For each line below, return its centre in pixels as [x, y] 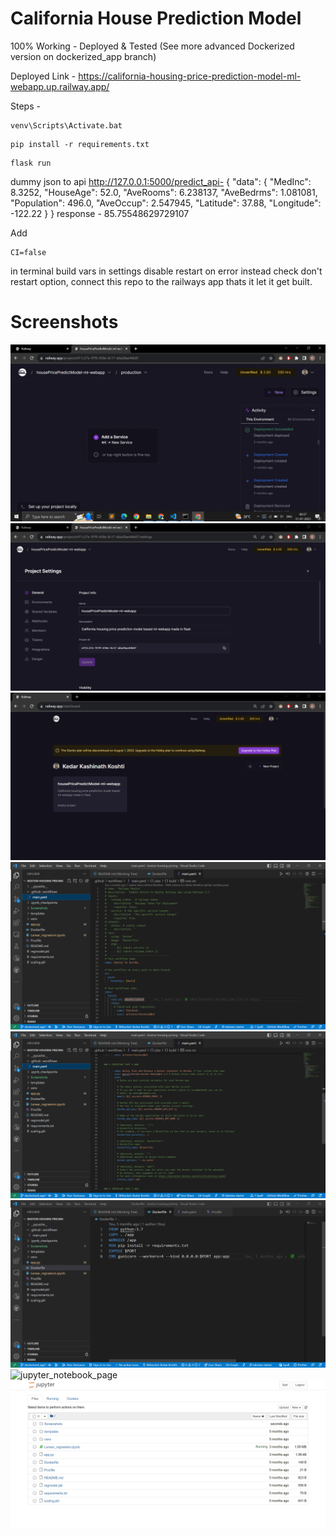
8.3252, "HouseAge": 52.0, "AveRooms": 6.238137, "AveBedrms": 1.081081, [164, 192]
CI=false [28, 252]
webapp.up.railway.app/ [60, 86]
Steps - [25, 106]
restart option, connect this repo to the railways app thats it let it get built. [161, 281]
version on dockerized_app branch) [83, 56]
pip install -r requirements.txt [80, 144]
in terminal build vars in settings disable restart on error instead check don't [166, 271]
